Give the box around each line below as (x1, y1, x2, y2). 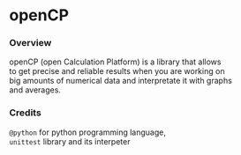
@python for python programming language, (9, 127, 166, 137)
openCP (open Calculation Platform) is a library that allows (9, 56, 222, 67)
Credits (9, 107, 41, 119)
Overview (9, 37, 52, 49)
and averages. (9, 85, 62, 95)
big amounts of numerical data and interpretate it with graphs (9, 76, 232, 86)
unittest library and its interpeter (9, 136, 131, 146)
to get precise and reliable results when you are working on (9, 66, 225, 77)
